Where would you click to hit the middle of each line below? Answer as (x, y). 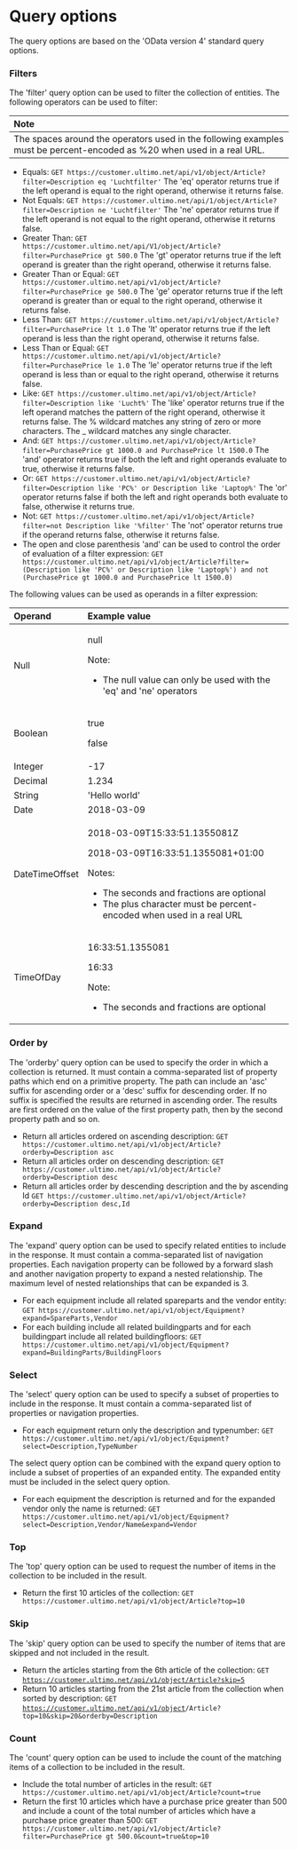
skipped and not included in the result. (79, 1652)
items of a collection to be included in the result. (97, 1767)
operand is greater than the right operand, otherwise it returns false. (147, 265)
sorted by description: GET (69, 1698)
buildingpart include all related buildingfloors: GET (112, 1336)
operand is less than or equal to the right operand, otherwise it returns (150, 375)
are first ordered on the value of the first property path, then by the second (146, 1109)
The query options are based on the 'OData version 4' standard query (137, 41)
